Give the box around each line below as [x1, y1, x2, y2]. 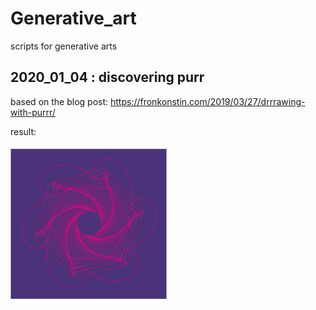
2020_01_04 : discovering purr [10, 69, 205, 86]
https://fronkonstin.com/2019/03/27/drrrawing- [109, 95, 306, 107]
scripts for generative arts [10, 40, 118, 52]
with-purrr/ [10, 106, 56, 118]
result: [10, 125, 37, 137]
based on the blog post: [10, 95, 109, 107]
